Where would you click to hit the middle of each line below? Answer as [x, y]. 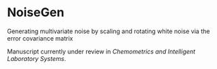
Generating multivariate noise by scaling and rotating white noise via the [108, 31]
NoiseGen [36, 13]
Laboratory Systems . [37, 58]
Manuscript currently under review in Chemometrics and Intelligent [101, 51]
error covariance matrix [40, 38]
